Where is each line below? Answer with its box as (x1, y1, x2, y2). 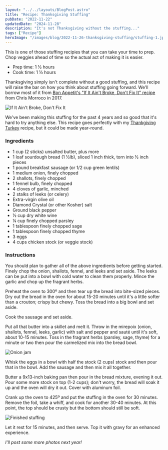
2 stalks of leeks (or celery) (12, 191, 69, 197)
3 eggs (12, 233, 27, 240)
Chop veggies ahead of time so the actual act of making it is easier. (5, 54, 144, 60)
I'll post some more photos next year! (5, 439, 82, 445)
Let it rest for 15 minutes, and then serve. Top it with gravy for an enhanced (5, 424, 160, 430)
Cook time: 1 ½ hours (12, 69, 56, 75)
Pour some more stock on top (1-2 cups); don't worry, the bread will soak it (5, 379, 160, 385)
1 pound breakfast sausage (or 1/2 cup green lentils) (12, 164, 120, 170)
